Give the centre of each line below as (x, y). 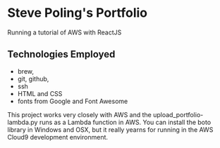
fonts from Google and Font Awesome (73, 101)
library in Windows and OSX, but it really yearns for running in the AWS (110, 129)
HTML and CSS (40, 93)
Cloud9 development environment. (57, 137)
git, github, (33, 79)
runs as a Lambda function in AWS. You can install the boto (125, 122)
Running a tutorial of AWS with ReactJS (65, 32)
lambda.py (23, 122)
